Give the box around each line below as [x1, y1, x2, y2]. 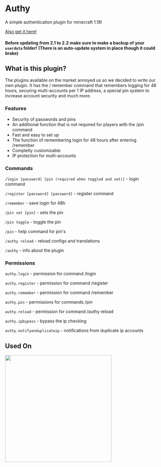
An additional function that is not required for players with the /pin [12, 121, 144, 127]
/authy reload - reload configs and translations [5, 238, 100, 244]
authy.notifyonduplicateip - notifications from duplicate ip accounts [5, 328, 143, 334]
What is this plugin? [5, 64, 67, 72]
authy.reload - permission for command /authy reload [5, 309, 114, 314]
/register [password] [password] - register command [5, 190, 114, 196]
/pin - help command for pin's [5, 228, 66, 234]
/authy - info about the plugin [5, 247, 64, 253]
